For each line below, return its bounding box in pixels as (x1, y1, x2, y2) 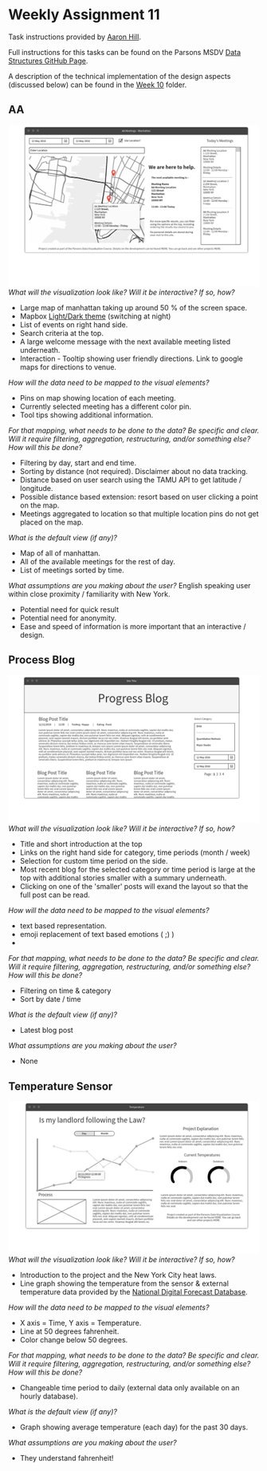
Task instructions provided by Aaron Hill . (8, 32, 142, 42)
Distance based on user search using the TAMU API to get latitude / (19, 475, 242, 484)
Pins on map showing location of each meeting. (19, 393, 177, 403)
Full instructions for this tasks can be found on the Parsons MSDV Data (8, 47, 241, 57)
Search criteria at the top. (19, 329, 104, 338)
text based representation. (19, 921, 108, 931)
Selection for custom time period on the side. (19, 856, 169, 866)
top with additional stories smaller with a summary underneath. (19, 873, 227, 883)
